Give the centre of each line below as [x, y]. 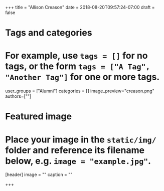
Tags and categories [49, 33]
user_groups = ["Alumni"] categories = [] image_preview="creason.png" [80, 91]
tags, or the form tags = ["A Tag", [78, 66]
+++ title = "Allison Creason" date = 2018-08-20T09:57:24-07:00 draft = [80, 7]
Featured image [38, 117]
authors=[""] [18, 96]
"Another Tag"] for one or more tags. [83, 77]
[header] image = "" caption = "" [39, 174]
